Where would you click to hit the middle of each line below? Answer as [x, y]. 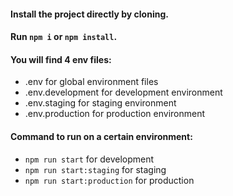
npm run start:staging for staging [95, 169]
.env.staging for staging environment [100, 103]
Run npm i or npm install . [64, 37]
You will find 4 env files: [61, 59]
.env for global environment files [91, 82]
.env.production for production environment [115, 114]
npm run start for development [89, 159]
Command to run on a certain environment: [101, 136]
